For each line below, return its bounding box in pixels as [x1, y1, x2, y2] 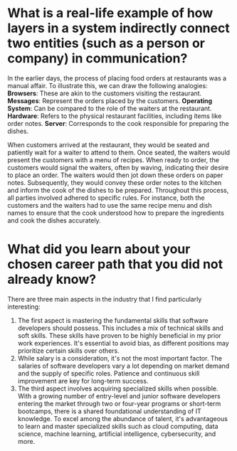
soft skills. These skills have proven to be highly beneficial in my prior [17, 331, 222, 339]
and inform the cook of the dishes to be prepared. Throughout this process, [7, 186, 229, 194]
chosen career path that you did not [7, 256, 223, 272]
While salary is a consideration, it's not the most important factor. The [17, 354, 223, 362]
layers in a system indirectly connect [7, 20, 230, 36]
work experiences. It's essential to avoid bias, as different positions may [17, 339, 229, 347]
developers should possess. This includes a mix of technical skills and [17, 324, 224, 332]
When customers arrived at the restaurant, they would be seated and [7, 140, 210, 149]
